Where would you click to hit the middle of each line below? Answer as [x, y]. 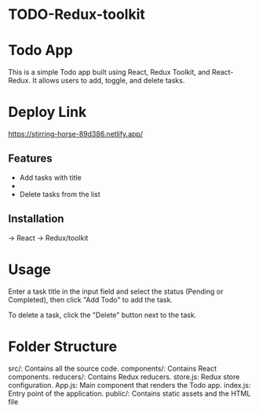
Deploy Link [47, 112]
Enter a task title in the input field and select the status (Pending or [116, 291]
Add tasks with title [51, 177]
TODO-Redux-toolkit [77, 15]
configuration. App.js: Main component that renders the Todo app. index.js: [129, 385]
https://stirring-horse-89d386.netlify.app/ [76, 134]
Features [30, 159]
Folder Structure [63, 346]
